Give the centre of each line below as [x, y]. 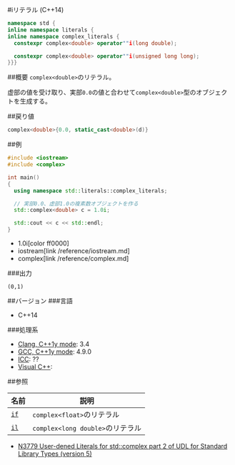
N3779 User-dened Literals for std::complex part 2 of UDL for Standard [122, 446]
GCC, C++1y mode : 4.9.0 [54, 352]
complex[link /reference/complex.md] [73, 259]
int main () [24, 177]
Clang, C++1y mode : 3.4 [54, 344]
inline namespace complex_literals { [64, 36]
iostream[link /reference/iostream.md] [74, 251]
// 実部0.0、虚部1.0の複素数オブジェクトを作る [76, 204]
